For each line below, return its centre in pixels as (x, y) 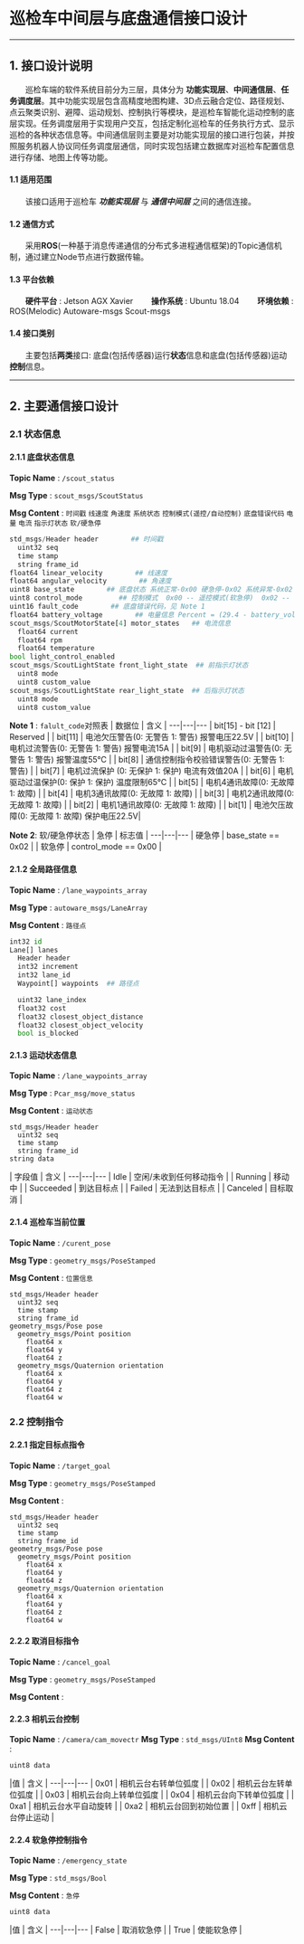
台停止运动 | (32, 1817)
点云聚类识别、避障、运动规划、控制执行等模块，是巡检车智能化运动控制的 (148, 112)
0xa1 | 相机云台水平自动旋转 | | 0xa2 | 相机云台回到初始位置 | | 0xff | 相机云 (148, 1806)
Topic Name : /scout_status (62, 478)
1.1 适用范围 (31, 180)
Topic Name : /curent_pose (60, 1242)
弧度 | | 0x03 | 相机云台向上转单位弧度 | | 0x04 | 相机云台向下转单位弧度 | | (155, 1795)
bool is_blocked (48, 1034)
